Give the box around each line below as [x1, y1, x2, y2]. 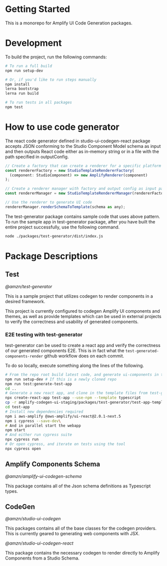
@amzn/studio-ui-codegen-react [5, 540, 74, 546]
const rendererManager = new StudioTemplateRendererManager [5, 191, 133, 196]
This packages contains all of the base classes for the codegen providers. [5, 525, 157, 531]
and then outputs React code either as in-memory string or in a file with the [5, 148, 160, 154]
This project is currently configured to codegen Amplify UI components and [5, 308, 160, 314]
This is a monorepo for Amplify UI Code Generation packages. [5, 20, 133, 26]
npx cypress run [5, 437, 39, 442]
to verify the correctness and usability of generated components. [5, 319, 139, 325]
